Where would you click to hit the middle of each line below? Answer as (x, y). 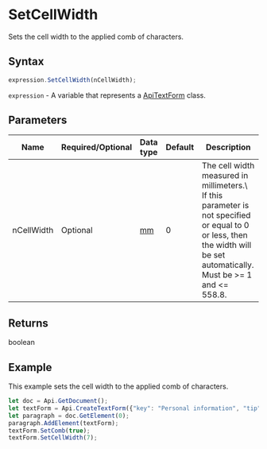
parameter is (225, 206)
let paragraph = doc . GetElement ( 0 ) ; (69, 416)
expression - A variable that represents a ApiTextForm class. (107, 95)
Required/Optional (97, 147)
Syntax (26, 62)
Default (180, 147)
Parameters (38, 120)
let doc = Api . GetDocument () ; (58, 401)
